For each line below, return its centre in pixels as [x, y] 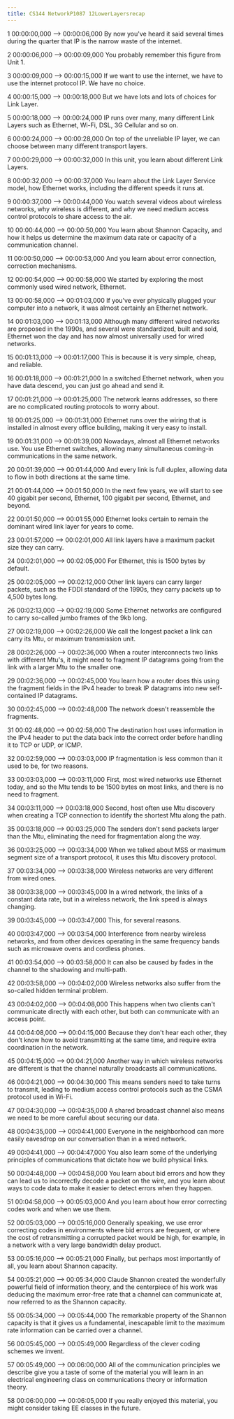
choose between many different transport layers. [78, 146]
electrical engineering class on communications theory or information [107, 1379]
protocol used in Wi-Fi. [40, 1097]
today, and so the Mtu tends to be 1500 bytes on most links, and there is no [115, 787]
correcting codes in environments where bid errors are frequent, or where [114, 1230]
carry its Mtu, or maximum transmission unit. [72, 639]
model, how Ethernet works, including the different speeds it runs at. [106, 188]
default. [19, 568]
